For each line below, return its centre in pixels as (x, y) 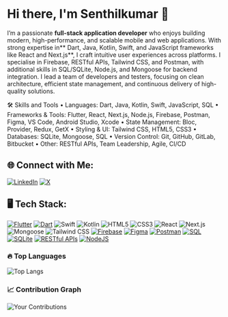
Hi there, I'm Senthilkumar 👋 (88, 14)
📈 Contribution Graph (44, 289)
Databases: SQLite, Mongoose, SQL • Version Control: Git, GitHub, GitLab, (111, 136)
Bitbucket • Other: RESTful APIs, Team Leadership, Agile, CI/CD (97, 144)
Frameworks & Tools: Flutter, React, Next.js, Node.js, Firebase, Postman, (109, 114)
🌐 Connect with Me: (51, 165)
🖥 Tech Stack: (37, 204)
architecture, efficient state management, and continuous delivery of (103, 84)
